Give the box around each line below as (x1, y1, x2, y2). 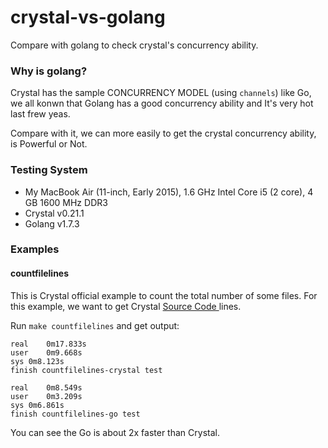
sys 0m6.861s (10, 400, 65, 410)
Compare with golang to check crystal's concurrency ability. (10, 39, 259, 51)
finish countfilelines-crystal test (10, 365, 163, 375)
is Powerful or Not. (10, 138, 88, 150)
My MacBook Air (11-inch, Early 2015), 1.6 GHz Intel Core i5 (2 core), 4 (24, 186, 314, 198)
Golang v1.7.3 (24, 217, 80, 230)
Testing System (10, 163, 88, 177)
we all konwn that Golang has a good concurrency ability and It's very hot (10, 97, 314, 110)
